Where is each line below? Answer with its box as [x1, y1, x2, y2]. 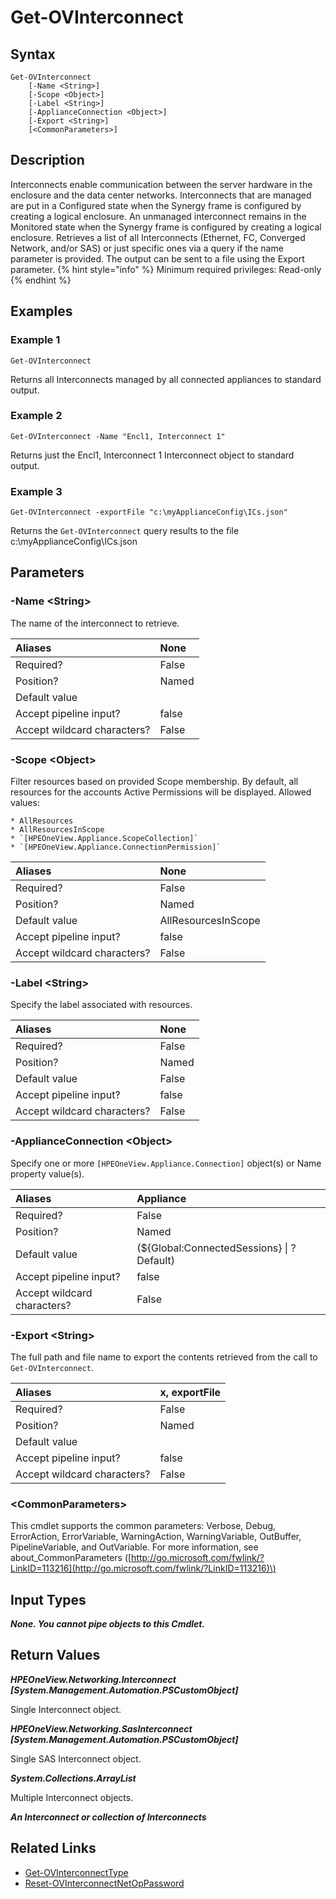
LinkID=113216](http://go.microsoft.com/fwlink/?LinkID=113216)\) [10, 1562, 277, 1575]
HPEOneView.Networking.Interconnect [10, 1673, 177, 1685]
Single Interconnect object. [10, 1703, 122, 1715]
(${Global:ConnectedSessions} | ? [136, 1241, 297, 1255]
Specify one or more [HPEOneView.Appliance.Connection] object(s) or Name [10, 1157, 322, 1169]
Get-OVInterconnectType [24, 1866, 129, 1878]
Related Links [10, 1840, 97, 1857]
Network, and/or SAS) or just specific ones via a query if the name [10, 242, 284, 254]
